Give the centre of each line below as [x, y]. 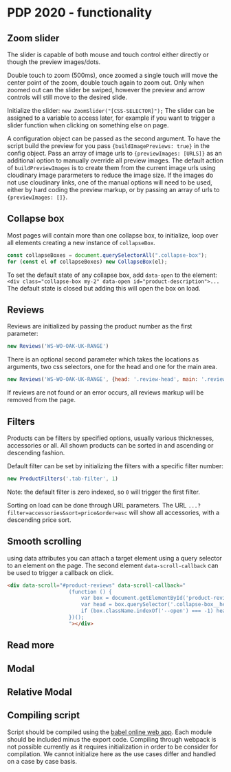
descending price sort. [39, 520]
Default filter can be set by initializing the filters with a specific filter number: [115, 466]
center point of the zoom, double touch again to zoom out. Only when [106, 83]
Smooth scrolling [44, 542]
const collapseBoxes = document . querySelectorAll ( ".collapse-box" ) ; [107, 255]
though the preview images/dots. [54, 62]
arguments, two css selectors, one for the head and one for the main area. [112, 367]
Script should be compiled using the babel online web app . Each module [110, 732]
